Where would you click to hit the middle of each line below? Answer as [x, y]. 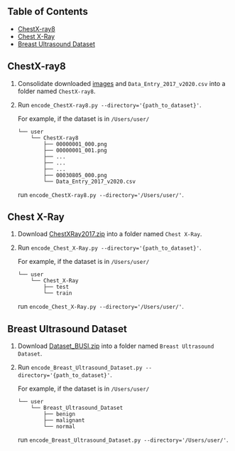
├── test [56, 287]
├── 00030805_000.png [76, 175]
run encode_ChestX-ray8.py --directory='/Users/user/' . [101, 194]
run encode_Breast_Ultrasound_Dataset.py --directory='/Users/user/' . [123, 440]
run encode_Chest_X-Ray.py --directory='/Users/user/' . [101, 307]
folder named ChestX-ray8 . [56, 91]
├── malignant [64, 420]
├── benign [60, 414]
